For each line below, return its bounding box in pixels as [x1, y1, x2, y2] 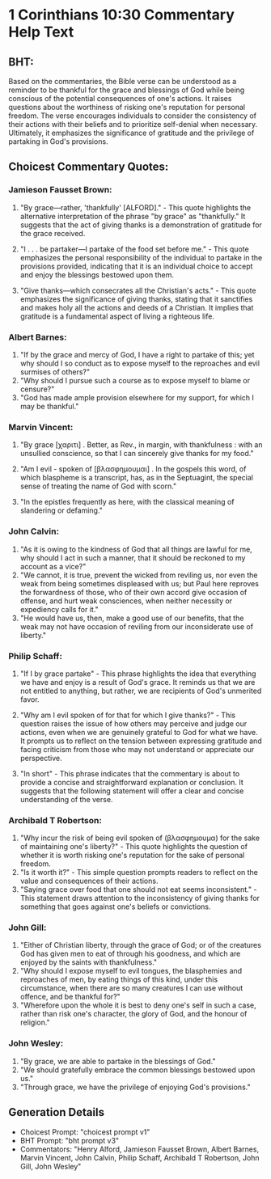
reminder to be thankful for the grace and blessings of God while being [8, 85, 245, 95]
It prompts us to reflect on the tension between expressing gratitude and [19, 736, 262, 746]
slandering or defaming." [19, 505, 104, 515]
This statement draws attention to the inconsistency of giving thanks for [19, 894, 260, 903]
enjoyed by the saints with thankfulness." [19, 957, 158, 967]
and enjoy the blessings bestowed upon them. [19, 269, 174, 280]
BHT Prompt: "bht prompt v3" [19, 1135, 120, 1145]
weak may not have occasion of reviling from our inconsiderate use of [19, 621, 253, 632]
